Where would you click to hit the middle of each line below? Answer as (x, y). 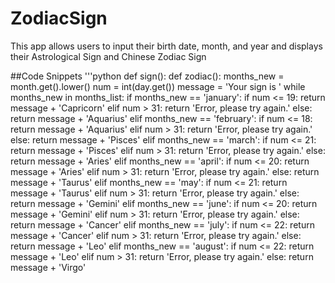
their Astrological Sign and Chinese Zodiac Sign (108, 56)
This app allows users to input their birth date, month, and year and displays (166, 46)
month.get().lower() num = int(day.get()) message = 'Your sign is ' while (158, 86)
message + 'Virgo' (48, 267)
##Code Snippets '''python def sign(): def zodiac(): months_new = (147, 76)
